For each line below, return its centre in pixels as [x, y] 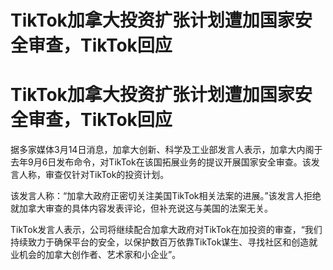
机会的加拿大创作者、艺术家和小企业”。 [100, 255]
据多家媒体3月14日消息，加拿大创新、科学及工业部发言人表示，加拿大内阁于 [166, 150]
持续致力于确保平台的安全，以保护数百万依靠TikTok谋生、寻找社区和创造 [160, 242]
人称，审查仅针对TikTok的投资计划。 [94, 175]
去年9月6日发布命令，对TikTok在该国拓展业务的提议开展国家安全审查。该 [161, 162]
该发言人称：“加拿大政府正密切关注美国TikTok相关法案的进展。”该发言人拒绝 [166, 196]
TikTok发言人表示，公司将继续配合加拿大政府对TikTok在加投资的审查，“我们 [166, 230]
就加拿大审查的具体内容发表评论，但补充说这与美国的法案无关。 [141, 208]
